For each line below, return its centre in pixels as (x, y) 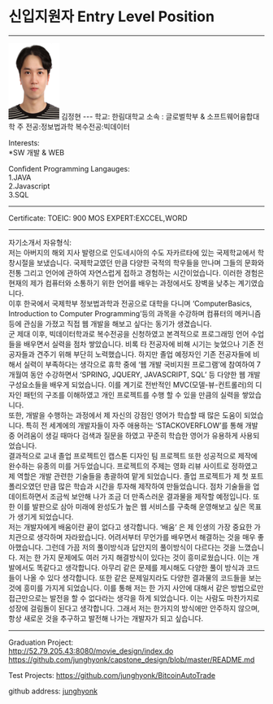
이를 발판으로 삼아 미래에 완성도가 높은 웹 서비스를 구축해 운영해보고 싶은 (132, 506)
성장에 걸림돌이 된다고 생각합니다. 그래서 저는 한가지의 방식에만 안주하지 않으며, (134, 608)
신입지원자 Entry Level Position (112, 17)
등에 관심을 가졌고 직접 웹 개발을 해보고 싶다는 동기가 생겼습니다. (110, 324)
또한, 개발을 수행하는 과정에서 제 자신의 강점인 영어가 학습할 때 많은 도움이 (125, 415)
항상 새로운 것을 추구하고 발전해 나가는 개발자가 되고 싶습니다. (106, 618)
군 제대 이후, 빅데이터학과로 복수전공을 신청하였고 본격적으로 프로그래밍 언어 (129, 333)
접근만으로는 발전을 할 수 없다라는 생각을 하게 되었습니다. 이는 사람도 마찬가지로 (134, 598)
